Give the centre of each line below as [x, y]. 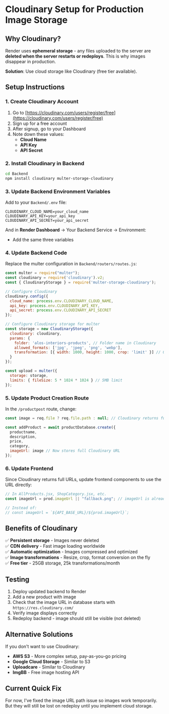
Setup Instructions [35, 87]
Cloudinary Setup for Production [74, 9]
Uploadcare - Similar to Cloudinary [49, 667]
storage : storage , [29, 375]
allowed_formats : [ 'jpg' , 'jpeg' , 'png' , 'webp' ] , [68, 348]
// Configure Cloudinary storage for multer [53, 324]
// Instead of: [21, 508]
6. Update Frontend [29, 468]
